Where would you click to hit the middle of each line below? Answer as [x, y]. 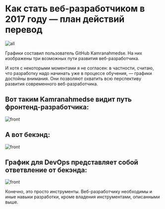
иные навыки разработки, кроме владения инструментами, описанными [82, 197]
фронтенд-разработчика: [47, 107]
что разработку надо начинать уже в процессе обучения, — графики [79, 73]
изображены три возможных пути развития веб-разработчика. [72, 58]
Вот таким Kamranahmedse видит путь [69, 100]
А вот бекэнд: [28, 135]
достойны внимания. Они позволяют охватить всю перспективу [73, 78]
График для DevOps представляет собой [72, 162]
